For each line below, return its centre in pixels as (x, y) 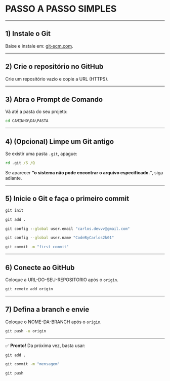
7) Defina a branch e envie (47, 310)
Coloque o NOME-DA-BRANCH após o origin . (54, 322)
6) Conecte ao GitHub (40, 267)
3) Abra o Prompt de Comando (54, 99)
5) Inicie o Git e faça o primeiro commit (67, 199)
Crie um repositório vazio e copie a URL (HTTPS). (57, 79)
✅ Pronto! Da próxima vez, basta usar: (45, 346)
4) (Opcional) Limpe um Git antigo (60, 142)
